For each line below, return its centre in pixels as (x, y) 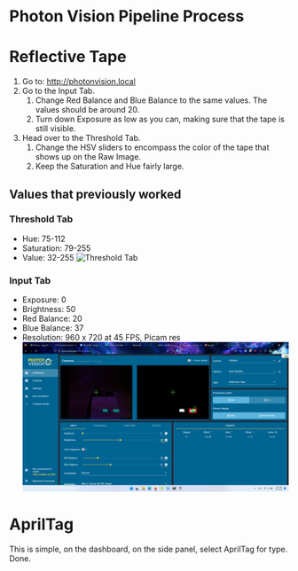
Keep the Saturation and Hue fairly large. (110, 167)
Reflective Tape (68, 57)
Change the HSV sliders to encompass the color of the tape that (152, 147)
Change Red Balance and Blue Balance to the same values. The (151, 100)
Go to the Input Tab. (59, 91)
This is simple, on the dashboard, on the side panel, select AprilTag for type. (149, 549)
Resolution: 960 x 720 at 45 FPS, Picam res (101, 338)
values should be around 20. (87, 110)
